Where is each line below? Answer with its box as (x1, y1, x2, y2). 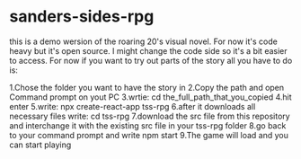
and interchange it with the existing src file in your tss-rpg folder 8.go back (9, 119, 287, 131)
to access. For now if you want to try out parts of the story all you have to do (9, 55, 293, 66)
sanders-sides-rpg (9, 6, 155, 27)
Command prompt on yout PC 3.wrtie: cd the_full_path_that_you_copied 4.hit (9, 92, 292, 102)
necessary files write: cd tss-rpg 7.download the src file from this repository (9, 110, 290, 121)
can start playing (9, 139, 72, 150)
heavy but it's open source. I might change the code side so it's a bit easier (9, 45, 288, 56)
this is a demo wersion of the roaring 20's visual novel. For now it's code (9, 36, 279, 47)
